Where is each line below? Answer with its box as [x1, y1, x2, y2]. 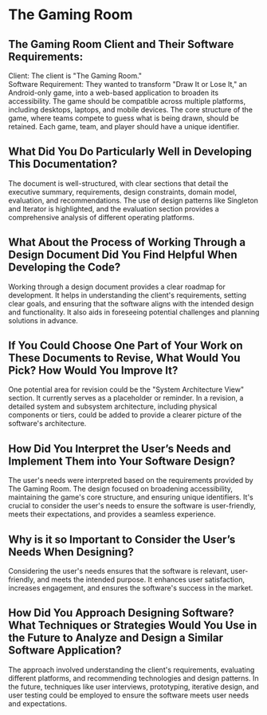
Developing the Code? [8, 261, 121, 275]
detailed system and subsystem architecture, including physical [8, 401, 218, 412]
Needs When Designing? [8, 545, 134, 559]
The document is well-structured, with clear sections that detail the [8, 178, 229, 188]
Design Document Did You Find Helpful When [8, 248, 238, 262]
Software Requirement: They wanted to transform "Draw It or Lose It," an [8, 80, 247, 89]
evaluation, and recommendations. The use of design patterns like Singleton [8, 196, 259, 205]
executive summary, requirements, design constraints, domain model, [8, 187, 238, 196]
